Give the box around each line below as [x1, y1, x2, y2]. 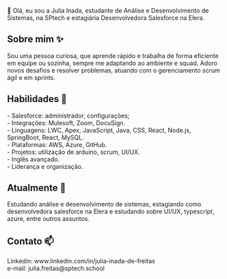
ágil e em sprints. [7, 73, 56, 81]
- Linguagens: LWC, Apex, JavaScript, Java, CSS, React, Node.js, [7, 126, 191, 134]
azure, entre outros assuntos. [7, 215, 90, 223]
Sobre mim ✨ [7, 34, 64, 45]
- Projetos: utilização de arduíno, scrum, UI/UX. [7, 148, 140, 156]
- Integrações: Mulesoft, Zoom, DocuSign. [7, 118, 126, 127]
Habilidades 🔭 [7, 93, 67, 105]
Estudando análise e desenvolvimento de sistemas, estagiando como [7, 200, 202, 209]
